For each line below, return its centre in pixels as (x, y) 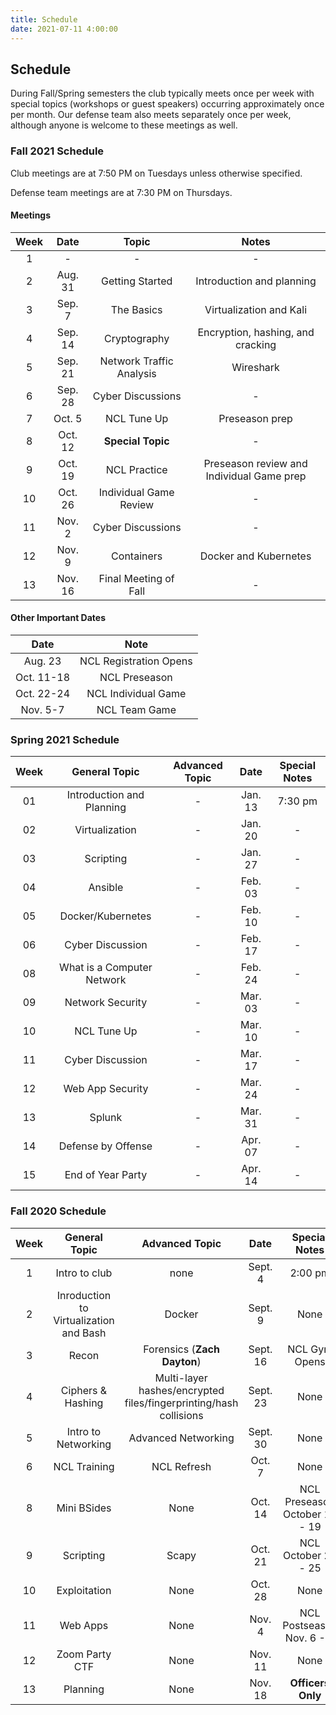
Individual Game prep (256, 476)
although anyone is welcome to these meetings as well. (124, 125)
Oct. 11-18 (43, 678)
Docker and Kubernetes (255, 556)
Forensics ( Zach (181, 1349)
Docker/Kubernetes (105, 916)
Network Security (106, 1003)
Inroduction (84, 1295)
